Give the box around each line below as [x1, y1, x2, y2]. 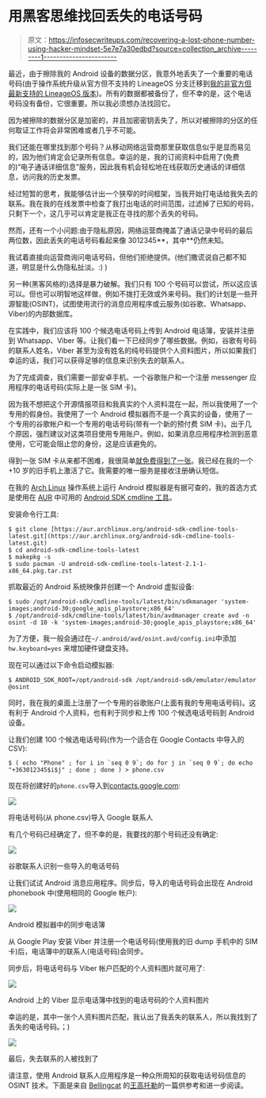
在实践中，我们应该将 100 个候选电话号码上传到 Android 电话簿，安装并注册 [8, 326, 255, 335]
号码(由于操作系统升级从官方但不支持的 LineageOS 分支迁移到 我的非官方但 [8, 79, 252, 88]
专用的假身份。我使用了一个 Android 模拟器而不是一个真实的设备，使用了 [8, 409, 246, 418]
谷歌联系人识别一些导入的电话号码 [8, 861, 120, 870]
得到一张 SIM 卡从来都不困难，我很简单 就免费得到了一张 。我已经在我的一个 [8, 456, 254, 465]
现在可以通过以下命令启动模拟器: [8, 660, 115, 669]
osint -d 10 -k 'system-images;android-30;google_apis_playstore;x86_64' [8, 618, 257, 626]
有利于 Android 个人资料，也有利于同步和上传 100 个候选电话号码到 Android [8, 707, 255, 717]
